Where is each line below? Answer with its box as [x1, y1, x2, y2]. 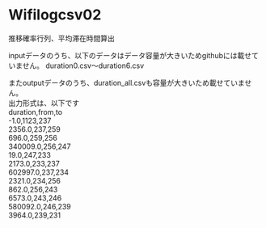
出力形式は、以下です [8, 98, 79, 108]
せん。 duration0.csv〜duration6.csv [22, 61, 145, 70]
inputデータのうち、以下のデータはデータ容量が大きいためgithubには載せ [8, 50, 252, 60]
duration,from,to [8, 107, 63, 116]
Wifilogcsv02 [8, 6, 102, 24]
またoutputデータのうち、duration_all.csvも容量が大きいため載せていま [8, 78, 245, 87]
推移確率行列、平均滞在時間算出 [8, 33, 115, 43]
